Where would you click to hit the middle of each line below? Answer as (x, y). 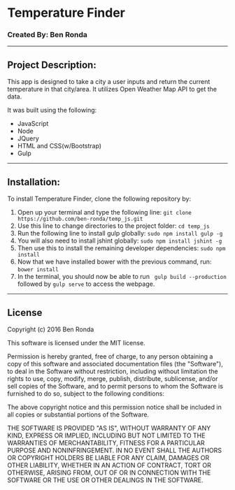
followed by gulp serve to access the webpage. (86, 284)
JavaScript (33, 124)
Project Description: (52, 65)
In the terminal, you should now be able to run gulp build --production (122, 277)
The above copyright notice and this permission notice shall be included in (114, 407)
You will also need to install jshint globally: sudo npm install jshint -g (120, 241)
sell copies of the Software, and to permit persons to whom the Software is (115, 386)
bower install (38, 270)
